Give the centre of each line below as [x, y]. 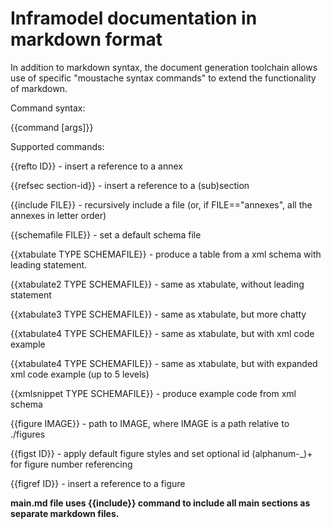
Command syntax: [48, 108]
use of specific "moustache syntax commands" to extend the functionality [163, 78]
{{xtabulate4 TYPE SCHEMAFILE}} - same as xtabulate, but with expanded [164, 363]
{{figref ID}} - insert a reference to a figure [98, 483]
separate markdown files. [65, 513]
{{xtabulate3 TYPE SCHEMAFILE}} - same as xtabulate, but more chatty [158, 314]
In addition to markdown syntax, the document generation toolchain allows [164, 67]
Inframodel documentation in [134, 18]
